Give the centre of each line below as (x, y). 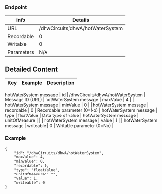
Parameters (21, 52)
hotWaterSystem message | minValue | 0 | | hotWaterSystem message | (77, 105)
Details (81, 20)
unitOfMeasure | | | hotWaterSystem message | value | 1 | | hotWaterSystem (81, 120)
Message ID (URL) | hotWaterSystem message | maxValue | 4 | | (69, 100)
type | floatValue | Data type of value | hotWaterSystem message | (72, 116)
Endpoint (16, 7)
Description (61, 83)
